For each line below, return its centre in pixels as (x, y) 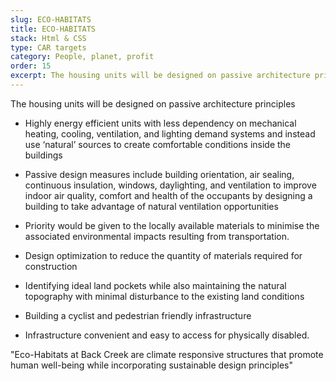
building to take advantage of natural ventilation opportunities (151, 206)
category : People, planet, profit (82, 57)
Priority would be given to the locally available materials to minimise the (172, 225)
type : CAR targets (48, 47)
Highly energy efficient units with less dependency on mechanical (160, 123)
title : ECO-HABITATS (53, 29)
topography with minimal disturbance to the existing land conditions (164, 296)
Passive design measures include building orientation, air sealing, (159, 174)
